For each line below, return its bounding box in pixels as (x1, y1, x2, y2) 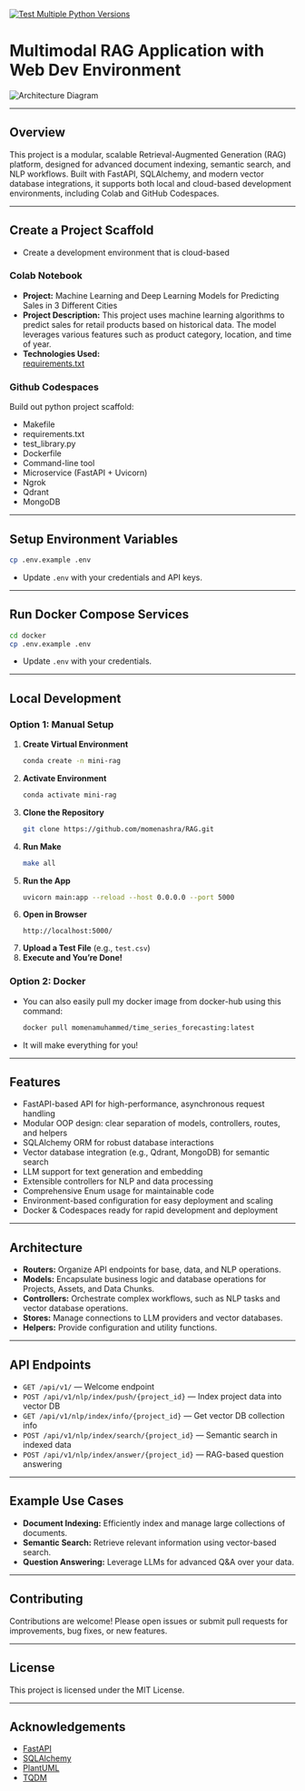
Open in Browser (22, 909, 88, 920)
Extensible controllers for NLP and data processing (22, 1175, 213, 1187)
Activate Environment (22, 772, 107, 783)
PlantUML (22, 1763, 60, 1774)
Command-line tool (22, 458, 95, 469)
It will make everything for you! (22, 1039, 139, 1051)
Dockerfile (22, 448, 62, 459)
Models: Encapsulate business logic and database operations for (22, 1274, 267, 1285)
